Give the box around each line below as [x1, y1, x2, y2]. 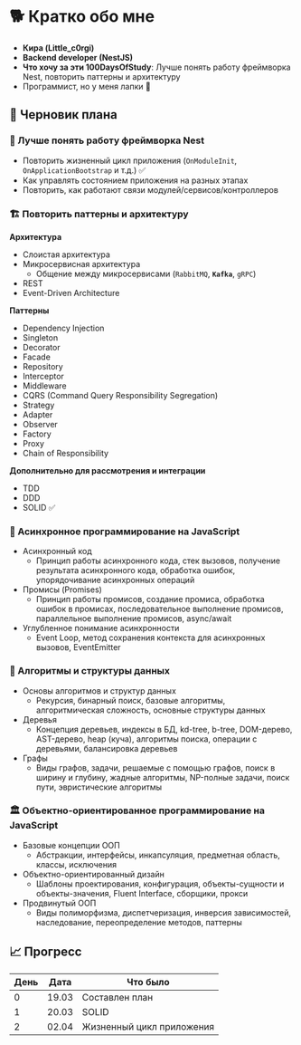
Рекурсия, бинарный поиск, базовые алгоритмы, [35, 695, 226, 705]
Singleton [22, 331, 59, 343]
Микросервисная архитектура [22, 258, 141, 269]
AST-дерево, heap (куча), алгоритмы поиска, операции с [35, 733, 258, 744]
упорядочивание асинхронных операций [35, 575, 195, 586]
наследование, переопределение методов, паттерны [35, 916, 242, 927]
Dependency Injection [22, 322, 105, 333]
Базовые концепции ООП [22, 839, 120, 850]
